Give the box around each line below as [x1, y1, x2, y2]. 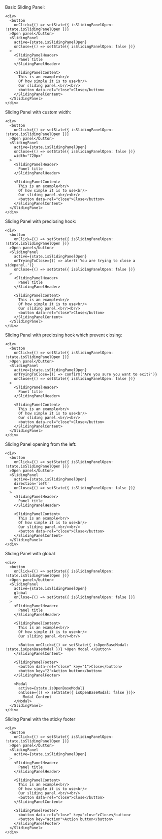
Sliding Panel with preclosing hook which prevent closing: [5, 332, 122, 338]
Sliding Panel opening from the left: [5, 441, 77, 447]
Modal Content [23, 694, 52, 699]
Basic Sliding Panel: [5, 4, 45, 10]
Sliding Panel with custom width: [5, 109, 71, 115]
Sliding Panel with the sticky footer [5, 716, 75, 722]
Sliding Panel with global [5, 551, 55, 556]
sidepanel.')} [5, 262, 34, 267]
